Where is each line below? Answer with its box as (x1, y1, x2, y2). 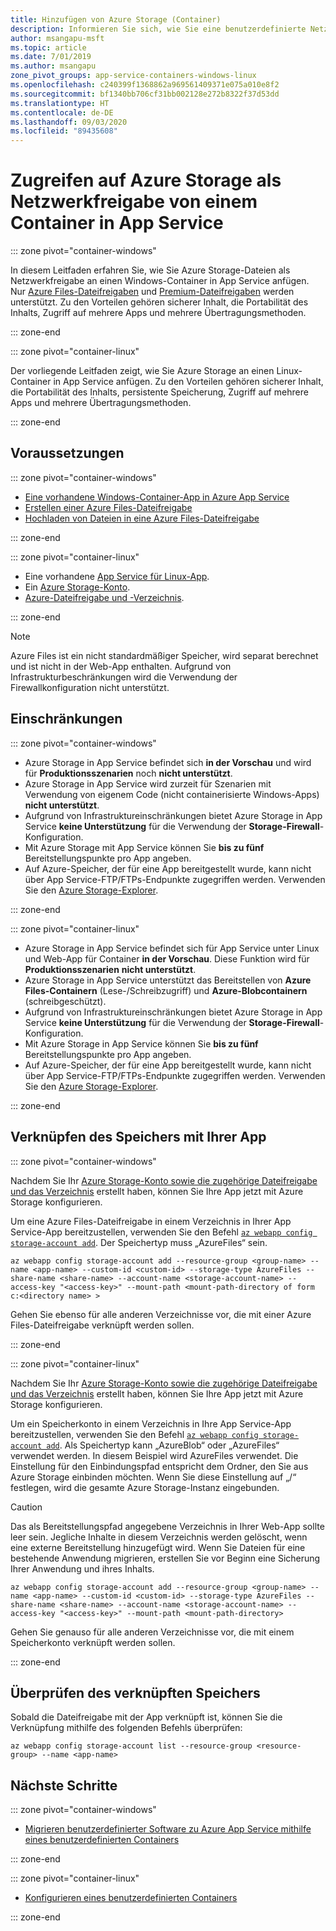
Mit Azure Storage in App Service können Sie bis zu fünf (24, 1037, 259, 1050)
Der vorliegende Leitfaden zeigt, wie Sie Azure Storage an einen (10, 365, 275, 377)
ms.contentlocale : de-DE (10, 107, 114, 118)
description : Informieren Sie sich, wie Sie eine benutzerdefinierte (10, 24, 307, 34)
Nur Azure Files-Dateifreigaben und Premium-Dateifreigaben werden (10, 286, 295, 298)
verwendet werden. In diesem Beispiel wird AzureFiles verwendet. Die (10, 1449, 299, 1461)
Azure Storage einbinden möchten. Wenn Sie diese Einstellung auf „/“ (10, 1471, 297, 1483)
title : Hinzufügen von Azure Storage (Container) (10, 14, 222, 25)
